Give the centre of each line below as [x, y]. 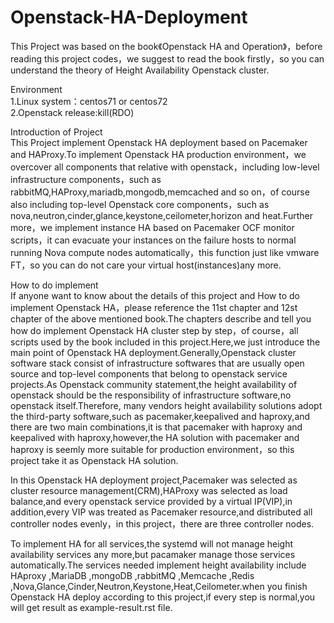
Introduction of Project [56, 132]
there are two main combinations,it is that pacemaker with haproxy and [156, 427]
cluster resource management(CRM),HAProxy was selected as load [149, 490]
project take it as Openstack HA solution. [94, 460]
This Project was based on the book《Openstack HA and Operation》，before [166, 46]
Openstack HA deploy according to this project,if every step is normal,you [163, 597]
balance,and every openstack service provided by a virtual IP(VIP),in [151, 501]
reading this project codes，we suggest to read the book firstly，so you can [167, 58]
